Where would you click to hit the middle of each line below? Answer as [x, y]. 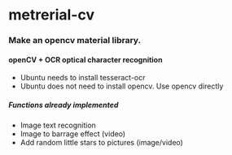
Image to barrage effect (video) [73, 134]
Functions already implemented [63, 105]
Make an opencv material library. [75, 41]
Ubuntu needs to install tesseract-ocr [83, 78]
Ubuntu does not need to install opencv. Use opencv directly [122, 86]
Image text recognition [58, 125]
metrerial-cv [52, 15]
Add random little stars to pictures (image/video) [101, 143]
